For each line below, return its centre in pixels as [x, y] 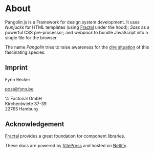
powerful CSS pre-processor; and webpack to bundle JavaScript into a [77, 32]
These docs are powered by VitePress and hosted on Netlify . [66, 145]
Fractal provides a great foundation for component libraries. [65, 136]
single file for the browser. [31, 38]
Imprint [16, 68]
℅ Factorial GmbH [23, 98]
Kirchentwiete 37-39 [26, 104]
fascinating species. [25, 52]
